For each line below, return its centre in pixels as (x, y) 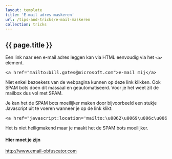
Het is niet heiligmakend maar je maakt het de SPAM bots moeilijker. (77, 128)
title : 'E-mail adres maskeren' (40, 15)
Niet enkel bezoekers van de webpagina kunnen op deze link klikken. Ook (83, 82)
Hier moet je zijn (23, 140)
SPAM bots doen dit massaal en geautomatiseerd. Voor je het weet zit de (82, 88)
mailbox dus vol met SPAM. (34, 93)
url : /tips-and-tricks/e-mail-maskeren (48, 19)
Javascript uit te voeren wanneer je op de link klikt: (59, 108)
